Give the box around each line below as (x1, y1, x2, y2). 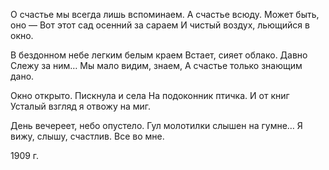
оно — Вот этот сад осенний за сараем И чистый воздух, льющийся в (10, 19, 310, 31)
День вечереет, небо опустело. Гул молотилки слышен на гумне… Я (10, 120, 303, 131)
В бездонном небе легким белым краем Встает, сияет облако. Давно (10, 49, 308, 61)
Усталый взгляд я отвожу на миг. (10, 100, 152, 112)
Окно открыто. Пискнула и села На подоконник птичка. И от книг (10, 90, 290, 101)
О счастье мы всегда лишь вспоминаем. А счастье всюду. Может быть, (10, 9, 320, 20)
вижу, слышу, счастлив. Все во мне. (10, 130, 165, 142)
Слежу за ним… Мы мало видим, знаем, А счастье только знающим (10, 60, 303, 71)
